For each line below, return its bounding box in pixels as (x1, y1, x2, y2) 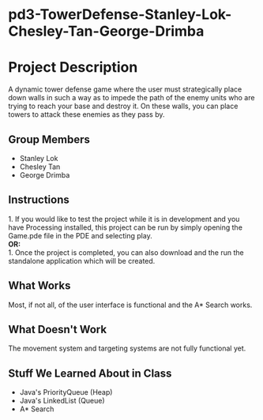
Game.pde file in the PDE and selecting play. (8, 231, 152, 240)
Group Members (8, 133, 91, 146)
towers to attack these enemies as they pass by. (8, 110, 165, 119)
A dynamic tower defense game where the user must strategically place (8, 84, 242, 94)
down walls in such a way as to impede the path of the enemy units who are (8, 93, 255, 103)
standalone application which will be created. (8, 256, 156, 265)
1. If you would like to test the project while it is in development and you (8, 214, 240, 223)
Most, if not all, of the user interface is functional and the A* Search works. (8, 300, 253, 309)
